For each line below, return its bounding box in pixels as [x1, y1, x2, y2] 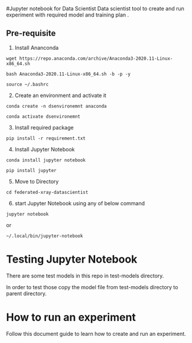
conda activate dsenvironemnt [6, 114, 81, 119]
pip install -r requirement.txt [6, 135, 86, 141]
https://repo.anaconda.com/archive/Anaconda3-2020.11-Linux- [19, 56, 173, 62]
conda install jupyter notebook [6, 157, 86, 163]
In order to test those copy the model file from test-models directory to [6, 283, 178, 290]
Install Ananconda [14, 44, 59, 51]
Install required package [14, 124, 74, 131]
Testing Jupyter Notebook [6, 253, 138, 266]
